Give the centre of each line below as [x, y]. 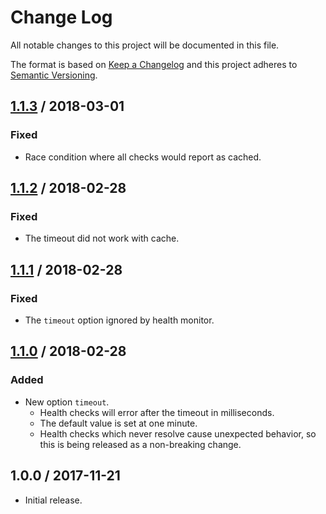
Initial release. [53, 500]
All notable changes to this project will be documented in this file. [145, 45]
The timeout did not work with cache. [102, 238]
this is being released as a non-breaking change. [140, 444]
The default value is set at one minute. [118, 423]
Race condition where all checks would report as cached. [143, 157]
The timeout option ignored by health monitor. [119, 320]
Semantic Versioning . [54, 75]
